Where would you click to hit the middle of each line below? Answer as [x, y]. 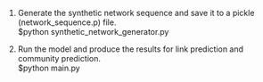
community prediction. [59, 58]
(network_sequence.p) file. [67, 22]
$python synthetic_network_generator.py [93, 32]
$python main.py [49, 68]
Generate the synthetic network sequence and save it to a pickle [136, 13]
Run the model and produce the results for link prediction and [130, 49]
